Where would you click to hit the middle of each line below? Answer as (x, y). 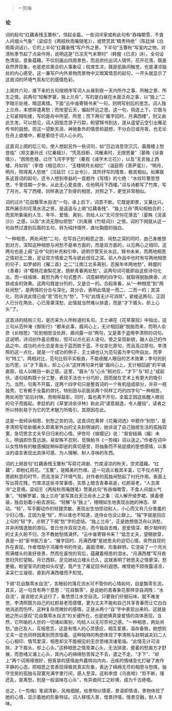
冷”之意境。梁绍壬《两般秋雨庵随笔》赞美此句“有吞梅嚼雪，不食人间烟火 (81, 489)
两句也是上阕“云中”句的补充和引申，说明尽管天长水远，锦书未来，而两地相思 (86, 251)
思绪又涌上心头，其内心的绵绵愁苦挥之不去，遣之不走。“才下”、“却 (89, 654)
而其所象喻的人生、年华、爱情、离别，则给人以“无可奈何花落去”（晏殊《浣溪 (86, 215)
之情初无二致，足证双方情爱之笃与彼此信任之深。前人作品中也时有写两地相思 (86, 258)
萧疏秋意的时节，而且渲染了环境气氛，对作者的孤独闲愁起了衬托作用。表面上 (86, 477)
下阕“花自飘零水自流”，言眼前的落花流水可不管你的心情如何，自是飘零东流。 (86, 584)
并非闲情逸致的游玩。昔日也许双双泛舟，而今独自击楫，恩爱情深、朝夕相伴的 (86, 528)
